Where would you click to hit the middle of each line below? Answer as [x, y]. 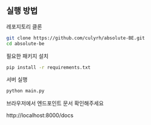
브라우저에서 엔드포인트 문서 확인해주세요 [55, 103]
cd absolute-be [25, 43]
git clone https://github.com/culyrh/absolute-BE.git [76, 38]
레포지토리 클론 [24, 27]
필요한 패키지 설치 [27, 56]
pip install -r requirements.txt [49, 67]
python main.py [25, 91]
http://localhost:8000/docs [40, 115]
